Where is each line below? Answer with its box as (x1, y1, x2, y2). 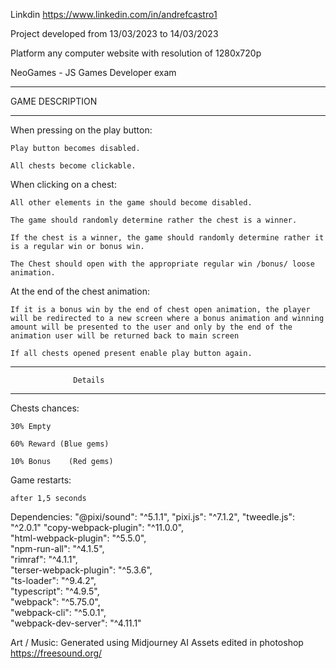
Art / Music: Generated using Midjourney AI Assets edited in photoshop (10, 637, 304, 648)
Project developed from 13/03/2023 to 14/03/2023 (10, 28, 219, 39)
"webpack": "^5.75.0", (10, 596, 101, 608)
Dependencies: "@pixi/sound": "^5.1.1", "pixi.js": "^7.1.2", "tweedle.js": (10, 511, 295, 523)
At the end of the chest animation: (10, 285, 150, 297)
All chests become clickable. (10, 161, 137, 171)
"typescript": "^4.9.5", (10, 585, 100, 597)
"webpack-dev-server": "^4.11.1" (10, 617, 142, 629)
